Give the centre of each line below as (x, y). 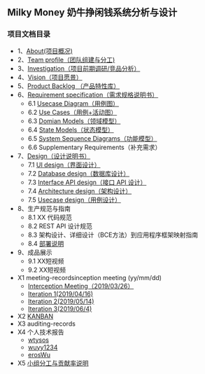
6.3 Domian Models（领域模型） (74, 120)
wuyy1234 (43, 347)
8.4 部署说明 (46, 243)
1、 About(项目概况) (45, 50)
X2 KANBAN (35, 316)
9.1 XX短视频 (46, 261)
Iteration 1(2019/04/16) (60, 293)
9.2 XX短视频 (47, 270)
